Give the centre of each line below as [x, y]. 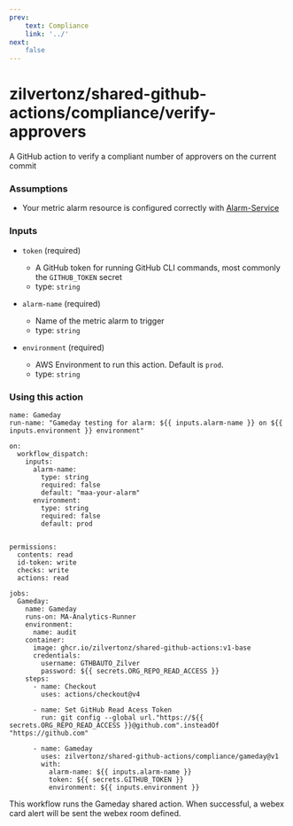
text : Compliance [57, 26]
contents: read [45, 555]
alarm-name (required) [61, 303]
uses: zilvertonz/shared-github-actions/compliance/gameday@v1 [160, 756]
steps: [37, 679]
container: [45, 640]
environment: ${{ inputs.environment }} [124, 787]
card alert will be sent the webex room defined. [95, 813]
